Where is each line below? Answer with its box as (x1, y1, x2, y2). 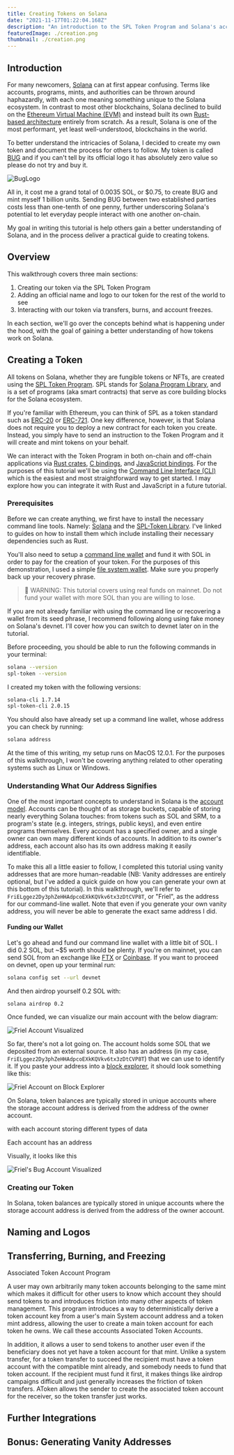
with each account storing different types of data (7, 1125, 148, 1133)
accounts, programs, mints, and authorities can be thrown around (7, 88, 195, 96)
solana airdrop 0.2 (7, 1000, 64, 1007)
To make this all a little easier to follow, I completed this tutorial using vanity (7, 863, 224, 871)
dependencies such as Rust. (7, 537, 88, 545)
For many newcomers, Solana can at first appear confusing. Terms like (7, 80, 210, 89)
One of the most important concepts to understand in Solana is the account (7, 797, 224, 805)
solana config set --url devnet (7, 974, 101, 981)
